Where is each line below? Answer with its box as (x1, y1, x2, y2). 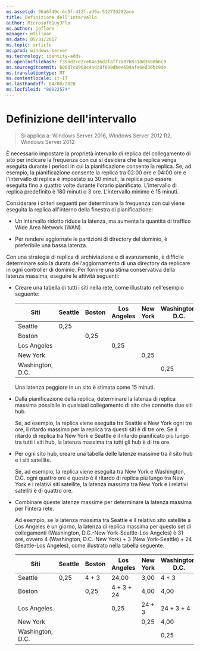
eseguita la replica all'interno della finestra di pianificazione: (6, 205, 154, 213)
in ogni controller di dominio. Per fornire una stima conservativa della (6, 266, 176, 273)
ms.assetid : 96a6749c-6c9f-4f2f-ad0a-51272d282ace (6, 8, 135, 15)
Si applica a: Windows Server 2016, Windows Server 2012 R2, (20, 132, 173, 139)
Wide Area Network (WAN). (14, 223, 83, 231)
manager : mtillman (6, 31, 52, 37)
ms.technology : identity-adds (6, 53, 82, 59)
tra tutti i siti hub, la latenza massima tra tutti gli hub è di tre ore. (14, 438, 171, 446)
